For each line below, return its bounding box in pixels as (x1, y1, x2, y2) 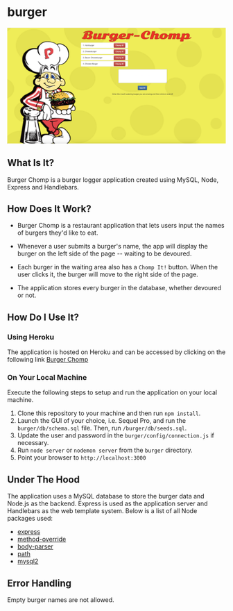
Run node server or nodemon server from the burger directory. (17, 446, 193, 455)
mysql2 (17, 557, 39, 566)
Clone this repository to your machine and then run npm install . (17, 409, 201, 417)
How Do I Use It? (7, 311, 80, 323)
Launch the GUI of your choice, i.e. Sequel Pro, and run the (17, 417, 186, 425)
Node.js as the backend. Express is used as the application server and (7, 499, 208, 508)
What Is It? (7, 157, 54, 169)
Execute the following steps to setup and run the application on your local (7, 388, 217, 396)
